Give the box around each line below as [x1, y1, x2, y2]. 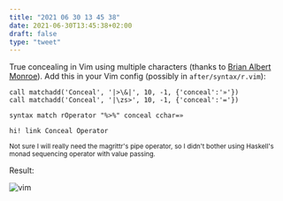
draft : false [9, 29, 57, 38]
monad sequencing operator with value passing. [9, 150, 157, 159]
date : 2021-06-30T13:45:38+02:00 [9, 21, 133, 30]
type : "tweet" [9, 37, 62, 47]
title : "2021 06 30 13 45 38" [9, 12, 121, 22]
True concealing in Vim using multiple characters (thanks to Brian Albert [9, 62, 272, 72]
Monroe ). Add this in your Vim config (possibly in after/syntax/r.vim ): [9, 71, 266, 82]
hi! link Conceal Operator [9, 127, 109, 136]
